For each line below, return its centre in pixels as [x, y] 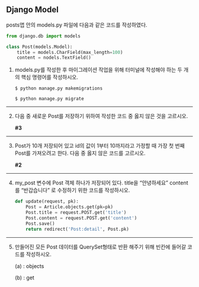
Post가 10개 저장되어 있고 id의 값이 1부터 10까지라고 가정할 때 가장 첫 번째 [99, 146]
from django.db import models [44, 36]
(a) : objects [29, 266]
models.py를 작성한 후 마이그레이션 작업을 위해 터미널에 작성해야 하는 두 [98, 70]
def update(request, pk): [46, 202]
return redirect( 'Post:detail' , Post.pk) [77, 229]
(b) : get [24, 278]
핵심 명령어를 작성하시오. [50, 77]
